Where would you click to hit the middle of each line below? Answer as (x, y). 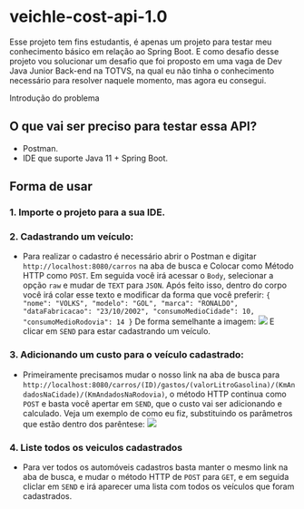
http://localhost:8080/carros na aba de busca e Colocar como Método (158, 266)
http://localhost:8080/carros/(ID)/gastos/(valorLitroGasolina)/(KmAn (159, 385)
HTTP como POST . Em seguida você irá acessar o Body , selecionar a (148, 276)
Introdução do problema (54, 98)
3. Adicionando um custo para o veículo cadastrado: (127, 355)
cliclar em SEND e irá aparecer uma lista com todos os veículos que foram (158, 486)
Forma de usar (51, 186)
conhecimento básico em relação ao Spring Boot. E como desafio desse (144, 51)
